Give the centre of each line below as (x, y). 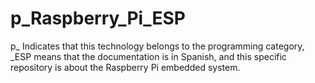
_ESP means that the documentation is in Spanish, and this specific (148, 56)
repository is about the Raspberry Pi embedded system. (125, 67)
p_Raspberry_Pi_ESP (98, 18)
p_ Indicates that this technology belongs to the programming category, (157, 46)
